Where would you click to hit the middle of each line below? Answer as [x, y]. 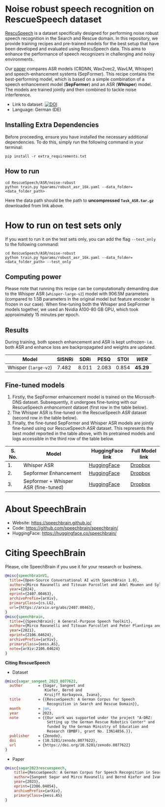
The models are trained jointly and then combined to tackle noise [71, 89]
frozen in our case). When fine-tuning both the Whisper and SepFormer [77, 304]
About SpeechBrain [46, 509]
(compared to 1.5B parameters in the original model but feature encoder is [80, 299]
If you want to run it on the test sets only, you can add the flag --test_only [81, 239]
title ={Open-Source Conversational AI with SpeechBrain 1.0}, [74, 580]
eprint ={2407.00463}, [32, 594]
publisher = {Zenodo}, [36, 736]
